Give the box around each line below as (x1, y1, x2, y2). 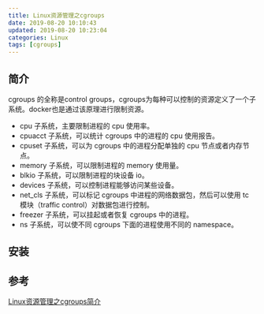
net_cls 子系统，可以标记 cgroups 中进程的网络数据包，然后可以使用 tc (19, 190, 250, 200)
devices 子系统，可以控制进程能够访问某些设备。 (19, 180, 179, 189)
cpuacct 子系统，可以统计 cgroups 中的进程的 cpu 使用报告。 (19, 131, 219, 140)
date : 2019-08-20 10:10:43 (8, 19, 97, 27)
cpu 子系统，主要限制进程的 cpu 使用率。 (19, 121, 154, 130)
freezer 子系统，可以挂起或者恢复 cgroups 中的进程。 (19, 210, 194, 219)
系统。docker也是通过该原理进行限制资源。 (8, 104, 148, 114)
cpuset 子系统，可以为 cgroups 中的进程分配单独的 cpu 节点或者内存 (19, 140, 243, 150)
